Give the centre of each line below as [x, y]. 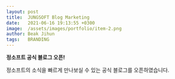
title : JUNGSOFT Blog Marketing [48, 17]
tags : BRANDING [28, 39]
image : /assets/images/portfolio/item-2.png [64, 28]
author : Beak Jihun [31, 34]
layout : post [22, 12]
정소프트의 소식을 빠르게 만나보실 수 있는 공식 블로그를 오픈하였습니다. [88, 70]
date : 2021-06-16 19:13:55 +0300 [51, 23]
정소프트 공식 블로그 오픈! [36, 57]
